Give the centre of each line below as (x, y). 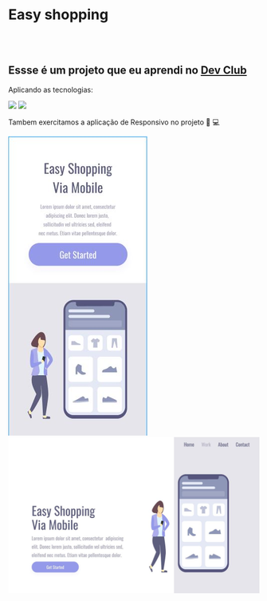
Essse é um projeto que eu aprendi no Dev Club (128, 71)
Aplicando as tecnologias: (51, 89)
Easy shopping (59, 15)
